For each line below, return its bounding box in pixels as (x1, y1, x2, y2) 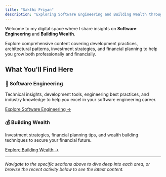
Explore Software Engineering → (5, 106, 72, 112)
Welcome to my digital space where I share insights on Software (5, 25, 137, 31)
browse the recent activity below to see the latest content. (5, 167, 124, 173)
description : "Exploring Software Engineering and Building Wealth (5, 12, 147, 17)
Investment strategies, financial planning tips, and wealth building (5, 132, 138, 138)
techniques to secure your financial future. (5, 137, 92, 143)
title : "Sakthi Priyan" (5, 7, 54, 12)
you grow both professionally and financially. (5, 51, 96, 57)
